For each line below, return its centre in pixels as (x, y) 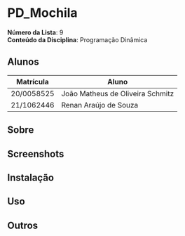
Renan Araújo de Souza (100, 105)
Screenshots (36, 153)
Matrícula (33, 81)
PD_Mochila (43, 13)
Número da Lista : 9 (35, 32)
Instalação (31, 177)
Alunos (23, 62)
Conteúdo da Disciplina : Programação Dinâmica (77, 39)
